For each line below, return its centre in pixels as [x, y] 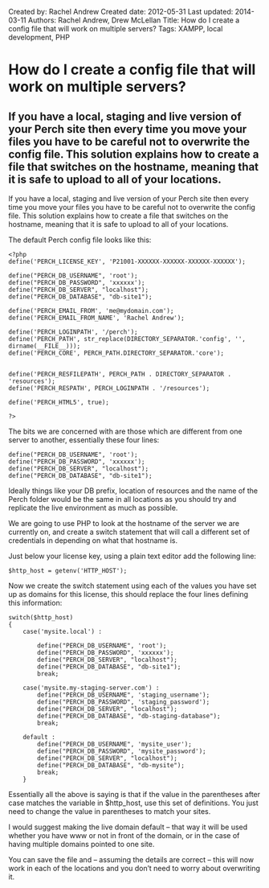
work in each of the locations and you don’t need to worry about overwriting [134, 868]
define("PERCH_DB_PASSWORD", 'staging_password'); [124, 702]
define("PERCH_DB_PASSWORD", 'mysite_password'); [122, 751]
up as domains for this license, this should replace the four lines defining [128, 594]
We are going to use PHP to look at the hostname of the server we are [124, 523]
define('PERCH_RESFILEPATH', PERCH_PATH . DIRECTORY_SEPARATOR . [120, 374]
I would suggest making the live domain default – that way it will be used [128, 827]
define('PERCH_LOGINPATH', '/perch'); [73, 332]
